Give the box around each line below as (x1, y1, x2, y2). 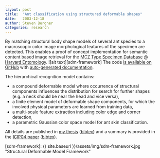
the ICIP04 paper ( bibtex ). (5, 134, 57, 140)
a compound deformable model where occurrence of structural (12, 83, 139, 89)
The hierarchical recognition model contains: (5, 74, 95, 80)
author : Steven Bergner (5, 20, 53, 26)
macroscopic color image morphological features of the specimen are (5, 44, 145, 50)
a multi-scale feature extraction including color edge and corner (12, 109, 141, 115)
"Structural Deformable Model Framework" (5, 149, 91, 155)
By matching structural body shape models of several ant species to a (5, 38, 145, 44)
